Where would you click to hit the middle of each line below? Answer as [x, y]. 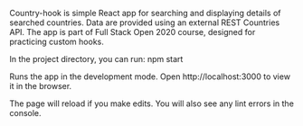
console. [26, 113]
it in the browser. [41, 86]
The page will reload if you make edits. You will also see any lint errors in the [151, 103]
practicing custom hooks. [57, 41]
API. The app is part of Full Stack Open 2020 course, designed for [133, 32]
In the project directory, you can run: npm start [96, 59]
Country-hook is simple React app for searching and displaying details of [145, 13]
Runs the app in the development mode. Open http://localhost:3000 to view [150, 76]
